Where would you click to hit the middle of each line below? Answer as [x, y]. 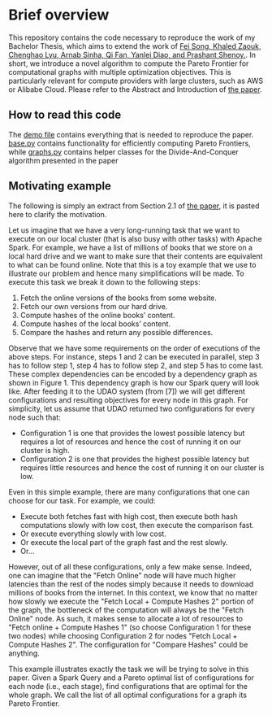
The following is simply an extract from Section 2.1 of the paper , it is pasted [134, 206]
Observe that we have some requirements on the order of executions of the [135, 348]
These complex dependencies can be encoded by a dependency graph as [133, 374]
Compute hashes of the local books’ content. [95, 324]
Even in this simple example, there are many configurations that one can [129, 492]
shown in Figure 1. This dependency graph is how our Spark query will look [134, 382]
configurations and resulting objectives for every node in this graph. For [129, 399]
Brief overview [59, 15]
